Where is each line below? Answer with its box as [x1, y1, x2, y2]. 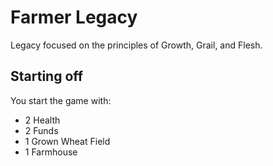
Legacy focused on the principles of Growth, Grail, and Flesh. [10, 39, 263, 51]
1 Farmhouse [24, 146, 78, 158]
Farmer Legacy [10, 6, 138, 29]
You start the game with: [10, 94, 112, 106]
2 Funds [24, 124, 59, 136]
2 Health [24, 114, 61, 126]
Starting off [10, 68, 84, 85]
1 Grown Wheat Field [24, 135, 111, 147]
